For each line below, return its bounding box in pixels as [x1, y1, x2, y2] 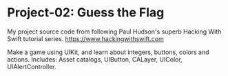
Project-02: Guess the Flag [7, 5, 165, 21]
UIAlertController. [7, 62, 56, 71]
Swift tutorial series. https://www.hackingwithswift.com [7, 34, 164, 42]
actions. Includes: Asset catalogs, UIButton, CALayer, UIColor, [7, 55, 183, 63]
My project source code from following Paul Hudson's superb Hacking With [7, 27, 222, 36]
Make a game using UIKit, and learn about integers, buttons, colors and [7, 48, 209, 56]
